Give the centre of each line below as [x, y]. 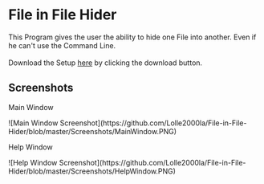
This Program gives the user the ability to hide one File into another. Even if [132, 37]
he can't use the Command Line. [62, 45]
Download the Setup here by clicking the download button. [106, 63]
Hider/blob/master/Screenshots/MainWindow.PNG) [92, 131]
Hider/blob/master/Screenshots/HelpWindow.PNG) [92, 171]
